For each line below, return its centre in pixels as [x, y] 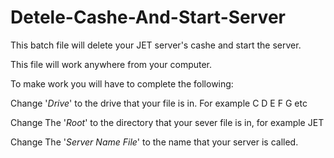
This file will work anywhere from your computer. [111, 64]
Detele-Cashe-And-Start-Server [148, 17]
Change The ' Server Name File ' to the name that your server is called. [154, 142]
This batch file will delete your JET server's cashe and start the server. [156, 45]
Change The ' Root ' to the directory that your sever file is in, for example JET [167, 122]
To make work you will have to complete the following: [122, 83]
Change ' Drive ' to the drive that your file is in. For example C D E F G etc [159, 103]
